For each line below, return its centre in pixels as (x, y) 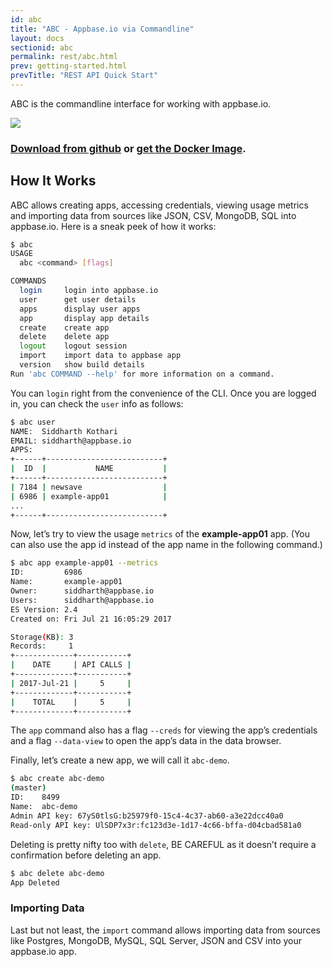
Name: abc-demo (44, 807)
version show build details (82, 365)
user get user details (78, 299)
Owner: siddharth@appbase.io (82, 591)
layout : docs (37, 38)
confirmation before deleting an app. (86, 855)
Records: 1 (42, 646)
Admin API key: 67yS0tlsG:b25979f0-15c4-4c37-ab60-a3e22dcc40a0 (147, 816)
